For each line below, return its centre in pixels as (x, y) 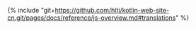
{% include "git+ (31, 10)
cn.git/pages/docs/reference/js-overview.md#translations (92, 18)
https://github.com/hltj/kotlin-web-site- (112, 10)
